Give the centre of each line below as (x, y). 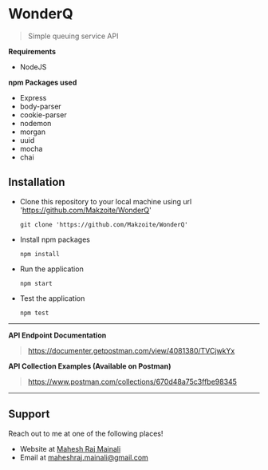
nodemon (35, 123)
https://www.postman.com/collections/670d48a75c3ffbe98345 (132, 381)
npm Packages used (43, 82)
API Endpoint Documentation (57, 335)
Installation (37, 182)
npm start (36, 283)
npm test (34, 313)
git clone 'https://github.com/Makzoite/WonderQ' (104, 224)
